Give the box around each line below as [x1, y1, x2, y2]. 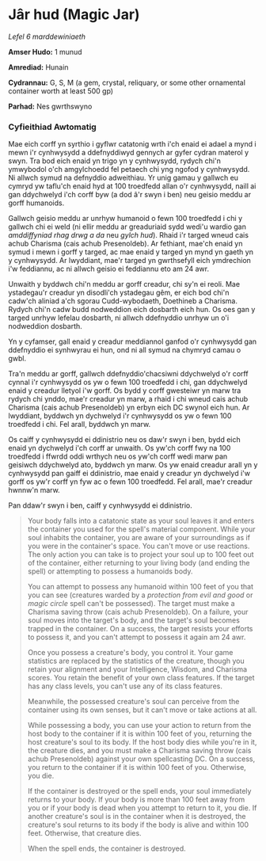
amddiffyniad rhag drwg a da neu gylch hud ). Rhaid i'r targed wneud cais [8, 230, 249, 240]
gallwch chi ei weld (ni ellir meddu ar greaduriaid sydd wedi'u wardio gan [8, 222, 247, 231]
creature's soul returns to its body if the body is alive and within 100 [27, 820, 249, 829]
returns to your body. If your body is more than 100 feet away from [27, 794, 245, 805]
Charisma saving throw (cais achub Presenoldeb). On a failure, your [27, 608, 249, 617]
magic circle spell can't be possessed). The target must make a [27, 599, 235, 608]
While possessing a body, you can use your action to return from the [27, 721, 252, 730]
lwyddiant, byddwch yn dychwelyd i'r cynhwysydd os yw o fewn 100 [8, 411, 232, 421]
